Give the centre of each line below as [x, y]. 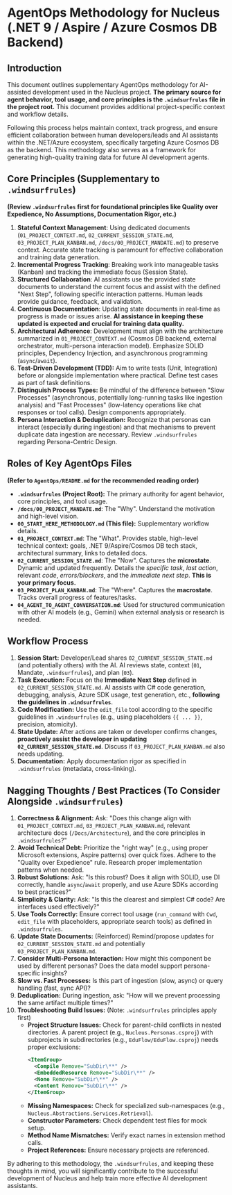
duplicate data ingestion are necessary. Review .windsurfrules [107, 434]
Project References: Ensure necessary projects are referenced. [118, 1150]
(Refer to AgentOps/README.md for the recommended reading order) [103, 480]
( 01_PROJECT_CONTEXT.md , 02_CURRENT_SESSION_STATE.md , [96, 235]
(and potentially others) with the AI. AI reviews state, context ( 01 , [109, 665]
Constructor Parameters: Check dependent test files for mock [117, 1120]
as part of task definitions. [54, 382]
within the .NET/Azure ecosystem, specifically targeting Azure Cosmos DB [113, 143]
